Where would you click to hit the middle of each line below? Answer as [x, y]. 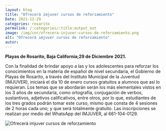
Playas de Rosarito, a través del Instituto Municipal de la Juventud [73, 76]
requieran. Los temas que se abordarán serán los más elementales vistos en [83, 87]
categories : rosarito [28, 24]
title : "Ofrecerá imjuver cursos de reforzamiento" [60, 14]
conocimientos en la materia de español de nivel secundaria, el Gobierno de [83, 71]
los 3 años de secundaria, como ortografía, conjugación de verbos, [74, 92]
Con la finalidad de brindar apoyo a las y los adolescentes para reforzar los [82, 66]
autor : [12, 42]
